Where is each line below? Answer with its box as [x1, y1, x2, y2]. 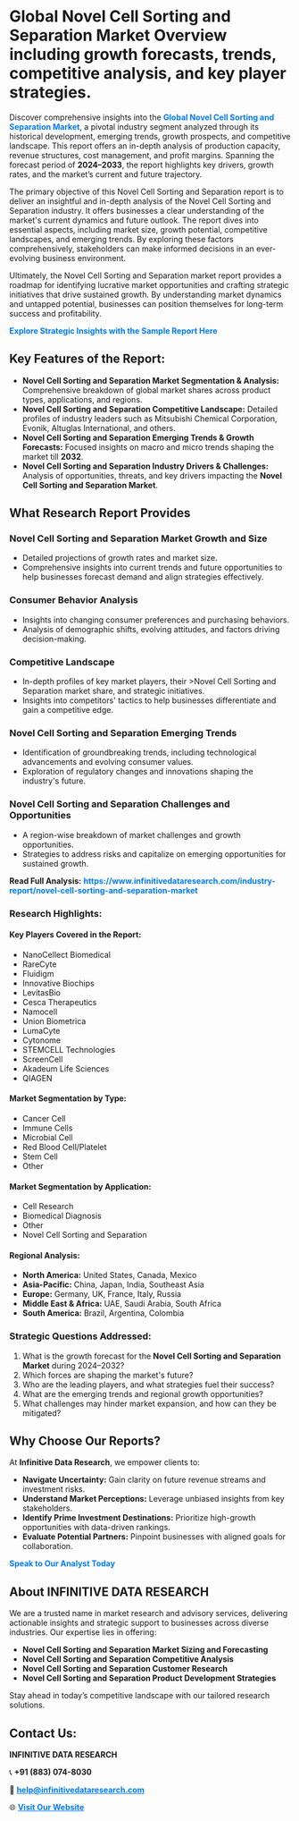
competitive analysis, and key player [9, 64, 287, 84]
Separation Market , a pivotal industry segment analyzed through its [9, 121, 259, 131]
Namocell [21, 1006, 58, 1017]
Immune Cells [21, 1122, 73, 1133]
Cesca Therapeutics [21, 996, 97, 1007]
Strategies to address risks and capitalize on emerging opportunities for [21, 848, 287, 860]
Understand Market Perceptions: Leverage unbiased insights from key [21, 1494, 285, 1504]
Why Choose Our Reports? [9, 1434, 161, 1449]
